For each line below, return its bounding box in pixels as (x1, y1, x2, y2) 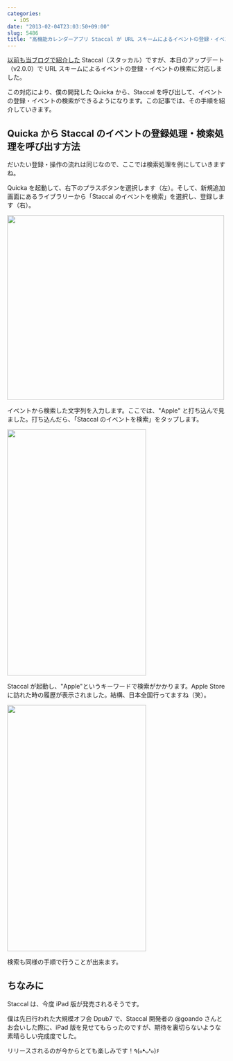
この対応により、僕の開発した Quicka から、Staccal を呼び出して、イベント (7, 88, 223, 96)
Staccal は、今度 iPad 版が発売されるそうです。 (7, 999, 144, 1008)
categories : (7, 10, 42, 17)
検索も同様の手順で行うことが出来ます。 (7, 958, 123, 966)
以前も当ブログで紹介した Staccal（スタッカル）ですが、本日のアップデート (7, 56, 225, 64)
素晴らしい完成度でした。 (7, 1031, 80, 1040)
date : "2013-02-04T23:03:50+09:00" (7, 23, 110, 30)
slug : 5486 (7, 29, 39, 37)
